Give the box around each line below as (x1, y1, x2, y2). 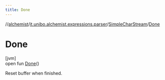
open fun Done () (5, 60, 40, 66)
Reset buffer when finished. (5, 70, 63, 76)
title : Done (5, 7, 30, 12)
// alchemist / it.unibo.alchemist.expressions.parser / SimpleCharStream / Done (5, 21, 160, 27)
